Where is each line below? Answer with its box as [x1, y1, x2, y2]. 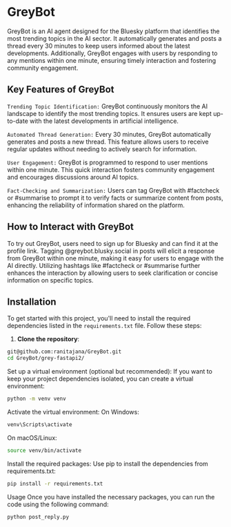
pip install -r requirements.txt [7, 480, 103, 487]
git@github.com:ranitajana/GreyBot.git [7, 348, 122, 356]
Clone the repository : [17, 335, 80, 343]
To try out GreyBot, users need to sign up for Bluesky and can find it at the [7, 239, 219, 247]
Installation [7, 296, 57, 307]
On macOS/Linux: [7, 433, 57, 442]
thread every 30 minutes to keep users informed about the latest [7, 41, 191, 50]
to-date [7, 117, 29, 125]
